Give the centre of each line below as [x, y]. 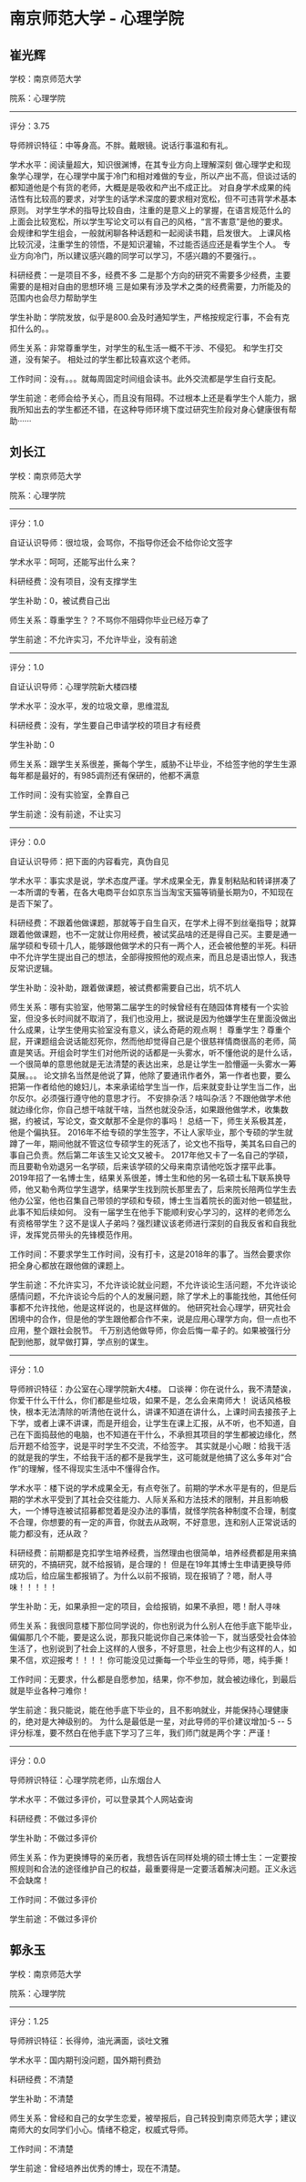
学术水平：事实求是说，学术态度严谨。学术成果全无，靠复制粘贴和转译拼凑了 [153, 881]
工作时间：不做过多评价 [53, 1899]
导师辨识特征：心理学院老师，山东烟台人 [85, 1779]
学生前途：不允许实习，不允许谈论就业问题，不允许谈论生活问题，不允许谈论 [153, 1284]
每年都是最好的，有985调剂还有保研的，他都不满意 [105, 775]
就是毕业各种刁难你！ [49, 1690]
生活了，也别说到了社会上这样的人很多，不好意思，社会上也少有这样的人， [149, 1648]
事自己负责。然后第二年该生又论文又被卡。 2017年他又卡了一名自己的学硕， [151, 1155]
